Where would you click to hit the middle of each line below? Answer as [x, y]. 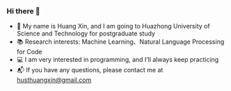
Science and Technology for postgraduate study [86, 33]
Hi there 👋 [24, 11]
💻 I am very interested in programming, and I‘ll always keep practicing [118, 60]
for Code [29, 52]
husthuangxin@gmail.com [54, 80]
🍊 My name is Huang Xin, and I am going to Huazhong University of [113, 26]
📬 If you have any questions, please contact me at [90, 70]
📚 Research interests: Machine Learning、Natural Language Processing [120, 42]
